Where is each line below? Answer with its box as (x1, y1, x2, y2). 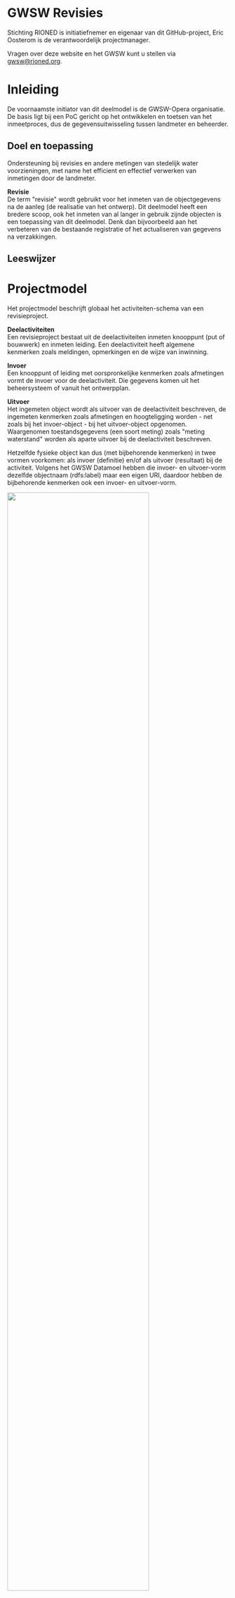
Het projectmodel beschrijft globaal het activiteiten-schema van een (7, 304, 204, 313)
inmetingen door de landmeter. (7, 174, 97, 182)
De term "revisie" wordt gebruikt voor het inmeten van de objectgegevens (7, 195, 221, 203)
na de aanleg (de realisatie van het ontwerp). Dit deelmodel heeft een (7, 202, 208, 210)
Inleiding (7, 82, 60, 98)
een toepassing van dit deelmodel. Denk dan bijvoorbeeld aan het (7, 217, 198, 226)
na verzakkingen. (7, 232, 58, 241)
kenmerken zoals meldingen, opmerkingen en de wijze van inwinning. (7, 348, 209, 356)
